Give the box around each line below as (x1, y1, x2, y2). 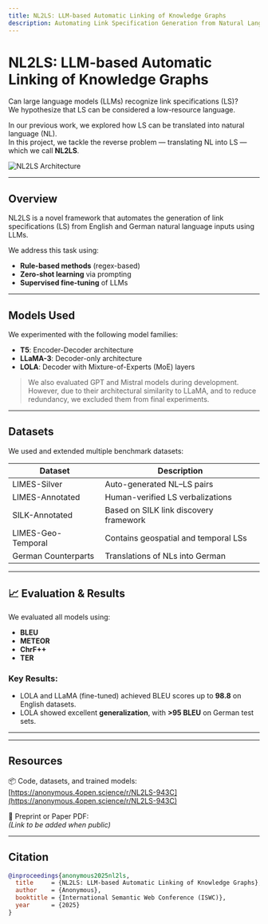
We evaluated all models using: (8, 611, 111, 622)
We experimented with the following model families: (8, 330, 178, 340)
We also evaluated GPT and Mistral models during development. (27, 378, 239, 387)
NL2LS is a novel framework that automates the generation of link (8, 213, 224, 223)
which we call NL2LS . (8, 146, 80, 155)
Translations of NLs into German (104, 550, 226, 561)
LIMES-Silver (12, 478, 63, 490)
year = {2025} (15, 902, 81, 910)
